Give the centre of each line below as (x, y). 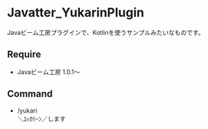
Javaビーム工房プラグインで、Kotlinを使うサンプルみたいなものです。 (106, 32)
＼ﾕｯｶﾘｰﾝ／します (41, 119)
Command (30, 94)
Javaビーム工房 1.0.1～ (49, 72)
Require (24, 55)
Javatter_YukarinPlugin (76, 13)
